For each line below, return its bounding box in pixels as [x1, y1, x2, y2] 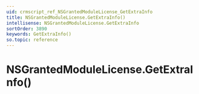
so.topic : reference [6, 37, 59, 43]
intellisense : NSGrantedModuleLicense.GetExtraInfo [6, 20, 139, 26]
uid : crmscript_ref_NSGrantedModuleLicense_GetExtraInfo [6, 8, 153, 15]
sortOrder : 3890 [6, 25, 47, 32]
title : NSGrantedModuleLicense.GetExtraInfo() [6, 14, 126, 20]
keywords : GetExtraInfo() [6, 31, 71, 37]
